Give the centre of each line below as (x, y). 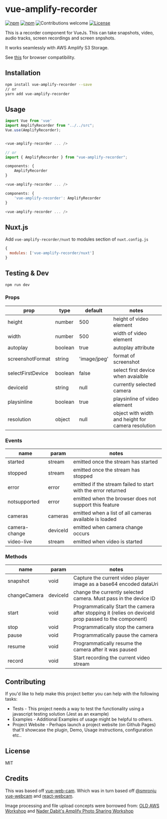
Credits (17, 779)
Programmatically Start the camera (114, 606)
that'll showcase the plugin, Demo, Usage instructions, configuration (83, 730)
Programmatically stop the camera (114, 627)
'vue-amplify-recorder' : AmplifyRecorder (57, 198)
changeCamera (26, 595)
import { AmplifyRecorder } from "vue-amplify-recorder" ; (66, 157)
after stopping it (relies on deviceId (114, 613)
